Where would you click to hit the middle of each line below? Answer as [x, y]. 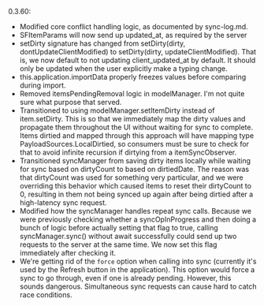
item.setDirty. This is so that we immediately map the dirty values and [132, 119]
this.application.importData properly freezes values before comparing [133, 77]
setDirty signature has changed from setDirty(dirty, [102, 43]
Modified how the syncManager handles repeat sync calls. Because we [136, 211]
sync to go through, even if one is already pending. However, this [125, 278]
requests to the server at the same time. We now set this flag [118, 244]
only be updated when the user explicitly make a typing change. [124, 69]
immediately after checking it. [68, 253]
